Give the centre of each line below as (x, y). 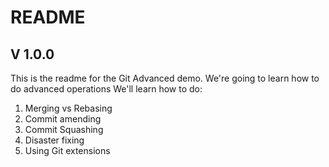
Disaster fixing (54, 140)
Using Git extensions (67, 150)
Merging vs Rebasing (68, 108)
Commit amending (63, 119)
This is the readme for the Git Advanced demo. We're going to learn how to (165, 78)
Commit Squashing (64, 129)
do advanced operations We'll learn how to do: (106, 89)
